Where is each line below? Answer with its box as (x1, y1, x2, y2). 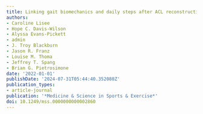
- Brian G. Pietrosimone (6, 65, 69, 71)
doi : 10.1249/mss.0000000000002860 (6, 98, 96, 104)
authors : (6, 14, 28, 21)
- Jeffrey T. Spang (6, 59, 56, 65)
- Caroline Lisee (6, 20, 50, 26)
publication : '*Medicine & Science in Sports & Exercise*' (6, 93, 158, 99)
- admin (6, 37, 26, 43)
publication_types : (6, 82, 56, 88)
